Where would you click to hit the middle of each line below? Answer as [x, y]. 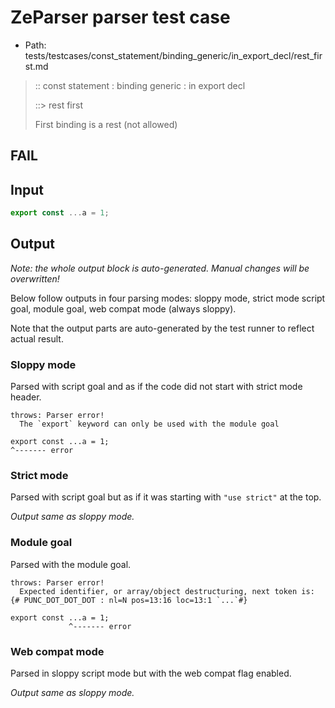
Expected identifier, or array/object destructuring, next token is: [167, 591]
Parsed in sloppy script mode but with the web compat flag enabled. [151, 673]
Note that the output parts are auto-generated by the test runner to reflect [162, 328]
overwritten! [35, 278]
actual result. [37, 338]
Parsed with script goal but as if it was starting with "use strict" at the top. [166, 497]
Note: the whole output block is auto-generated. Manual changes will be [160, 268]
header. [26, 397]
